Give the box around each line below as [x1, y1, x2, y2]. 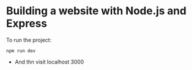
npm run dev [6, 47, 36, 54]
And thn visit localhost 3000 [14, 58, 84, 65]
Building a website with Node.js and [6, 4, 187, 18]
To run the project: [6, 36, 52, 43]
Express [6, 17, 48, 30]
